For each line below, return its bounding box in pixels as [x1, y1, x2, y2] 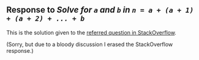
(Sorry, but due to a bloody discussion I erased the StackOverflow [6, 41, 173, 48]
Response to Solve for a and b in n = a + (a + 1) [6, 5, 194, 15]
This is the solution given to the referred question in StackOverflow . [6, 28, 176, 36]
